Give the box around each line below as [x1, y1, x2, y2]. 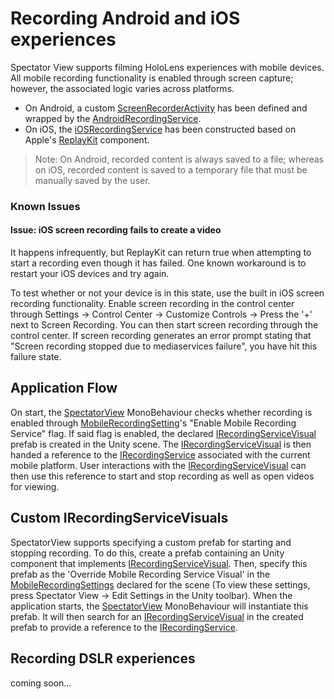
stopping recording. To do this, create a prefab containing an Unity [10, 547, 285, 559]
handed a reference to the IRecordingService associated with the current [10, 448, 311, 461]
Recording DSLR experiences [10, 650, 196, 667]
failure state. [10, 351, 62, 363]
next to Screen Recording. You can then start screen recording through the [10, 319, 319, 331]
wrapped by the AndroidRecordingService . [24, 112, 202, 124]
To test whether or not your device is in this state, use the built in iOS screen [10, 287, 325, 299]
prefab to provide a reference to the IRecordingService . [10, 621, 238, 633]
